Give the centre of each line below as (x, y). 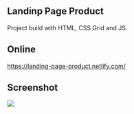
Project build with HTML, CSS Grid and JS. (67, 27)
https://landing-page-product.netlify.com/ (66, 66)
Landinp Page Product (56, 11)
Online (22, 50)
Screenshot (33, 88)
